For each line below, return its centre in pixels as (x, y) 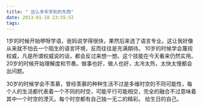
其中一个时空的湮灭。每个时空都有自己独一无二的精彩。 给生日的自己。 (94, 99)
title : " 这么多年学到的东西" (40, 12)
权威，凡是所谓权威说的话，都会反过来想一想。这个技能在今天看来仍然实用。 (101, 56)
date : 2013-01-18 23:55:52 (40, 17)
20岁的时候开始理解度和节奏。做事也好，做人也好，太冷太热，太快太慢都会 (99, 63)
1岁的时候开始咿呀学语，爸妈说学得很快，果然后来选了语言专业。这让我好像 (100, 41)
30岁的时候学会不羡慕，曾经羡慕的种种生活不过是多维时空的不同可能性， (97, 84)
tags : (13, 23)
